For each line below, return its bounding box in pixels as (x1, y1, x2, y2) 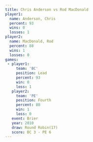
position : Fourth (16, 98, 51, 103)
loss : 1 (16, 84, 32, 89)
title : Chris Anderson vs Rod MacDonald (5, 7, 89, 12)
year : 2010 (11, 121, 34, 125)
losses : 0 (9, 52, 29, 58)
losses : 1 (9, 30, 29, 35)
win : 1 (16, 107, 29, 112)
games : (5, 57, 19, 62)
